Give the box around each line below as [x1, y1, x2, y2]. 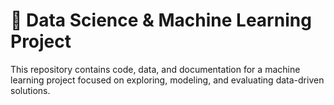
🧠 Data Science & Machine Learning [10, 9, 312, 32]
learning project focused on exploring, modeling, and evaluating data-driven [10, 74, 325, 86]
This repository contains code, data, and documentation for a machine [10, 63, 301, 75]
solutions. [10, 84, 51, 96]
